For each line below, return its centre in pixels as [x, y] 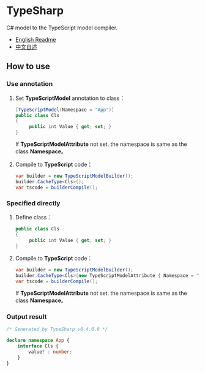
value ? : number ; [50, 352]
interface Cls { [38, 346]
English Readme [35, 39]
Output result [27, 316]
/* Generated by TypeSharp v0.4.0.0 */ [57, 329]
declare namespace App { [38, 341]
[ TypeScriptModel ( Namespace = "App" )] [65, 110]
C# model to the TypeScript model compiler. [62, 28]
